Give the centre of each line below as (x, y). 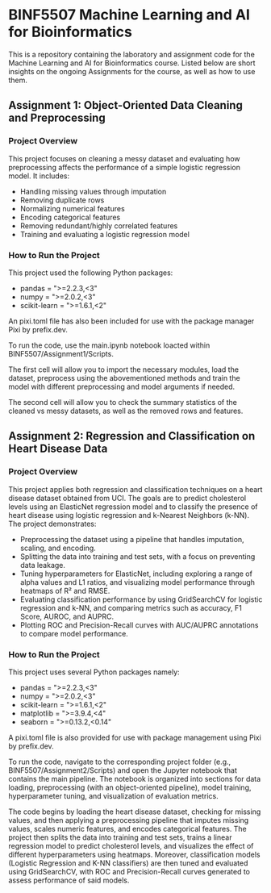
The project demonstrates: (52, 524)
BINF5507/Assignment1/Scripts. (61, 353)
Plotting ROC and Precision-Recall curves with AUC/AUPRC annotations (139, 625)
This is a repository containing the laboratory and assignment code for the (132, 54)
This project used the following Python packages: (91, 273)
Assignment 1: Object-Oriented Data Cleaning (126, 105)
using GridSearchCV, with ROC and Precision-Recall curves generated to (129, 871)
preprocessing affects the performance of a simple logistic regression (124, 167)
